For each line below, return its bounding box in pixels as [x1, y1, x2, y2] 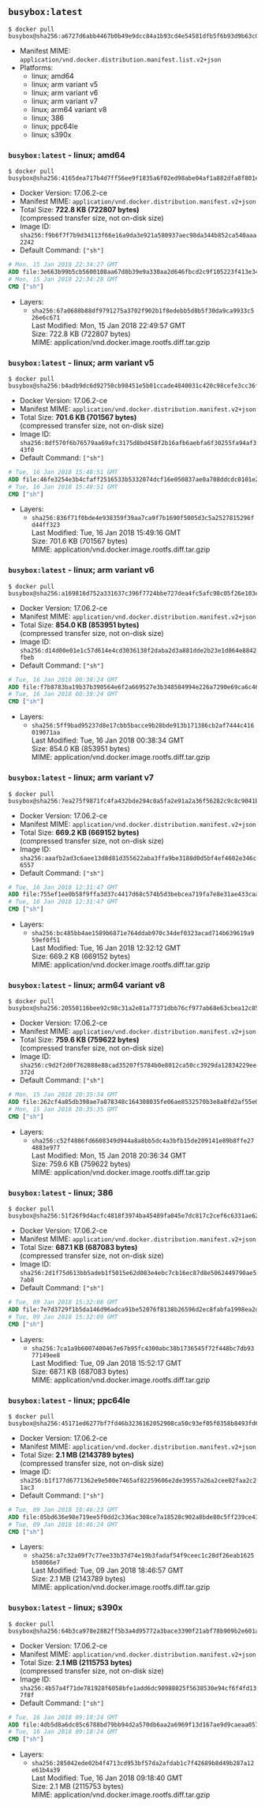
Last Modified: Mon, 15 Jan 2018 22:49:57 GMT [31, 320, 186, 330]
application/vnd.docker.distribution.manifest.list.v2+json [19, 55, 222, 64]
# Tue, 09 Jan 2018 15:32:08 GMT [8, 1298, 118, 1307]
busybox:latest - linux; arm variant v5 [8, 357, 155, 368]
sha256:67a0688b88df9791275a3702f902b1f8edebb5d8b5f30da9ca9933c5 [31, 307, 255, 315]
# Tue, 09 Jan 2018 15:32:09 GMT [8, 1313, 118, 1321]
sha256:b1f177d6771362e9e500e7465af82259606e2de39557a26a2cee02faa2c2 [19, 1476, 257, 1484]
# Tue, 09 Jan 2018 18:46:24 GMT [8, 1521, 118, 1528]
